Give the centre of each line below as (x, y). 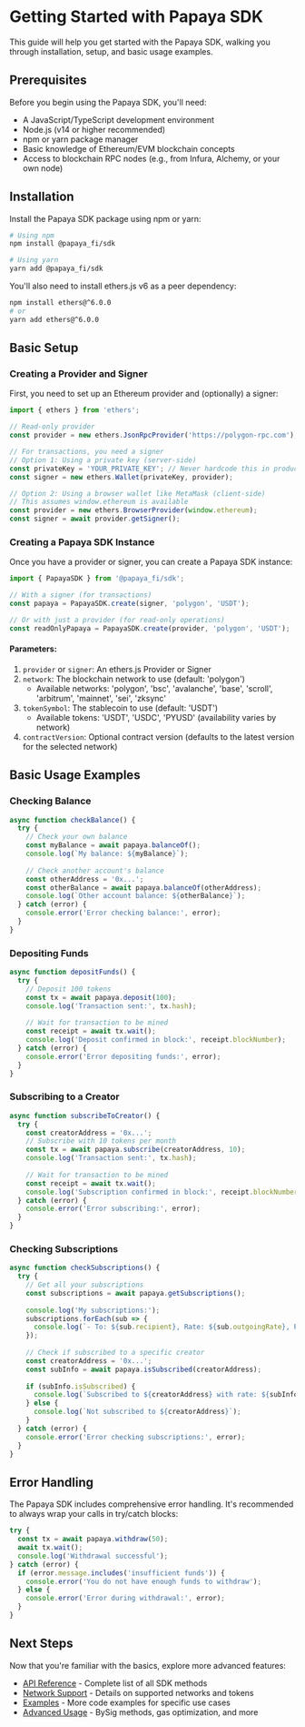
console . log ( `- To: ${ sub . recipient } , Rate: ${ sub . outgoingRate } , (162, 1327)
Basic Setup (44, 348)
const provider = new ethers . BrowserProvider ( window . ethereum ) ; (133, 510)
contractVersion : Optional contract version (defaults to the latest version (158, 737)
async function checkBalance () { (73, 820)
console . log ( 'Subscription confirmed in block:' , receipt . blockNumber (162, 1192)
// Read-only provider (52, 427)
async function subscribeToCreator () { (85, 1116)
